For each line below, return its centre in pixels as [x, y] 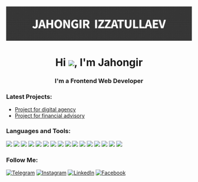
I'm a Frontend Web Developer [99, 81]
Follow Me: [22, 160]
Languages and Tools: [38, 131]
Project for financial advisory [50, 116]
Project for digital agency [45, 110]
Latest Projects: [29, 97]
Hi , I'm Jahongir [99, 63]
